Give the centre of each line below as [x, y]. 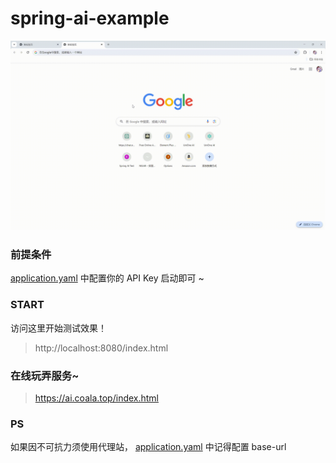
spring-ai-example [90, 18]
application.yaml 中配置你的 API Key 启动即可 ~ [107, 278]
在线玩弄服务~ [45, 375]
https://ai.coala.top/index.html [97, 398]
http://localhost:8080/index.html [101, 348]
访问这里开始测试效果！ [58, 328]
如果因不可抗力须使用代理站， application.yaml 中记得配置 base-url [148, 447]
